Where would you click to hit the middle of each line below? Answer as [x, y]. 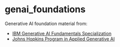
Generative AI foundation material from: [46, 24]
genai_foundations [45, 9]
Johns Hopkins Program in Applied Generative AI [63, 39]
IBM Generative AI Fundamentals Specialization [62, 33]
